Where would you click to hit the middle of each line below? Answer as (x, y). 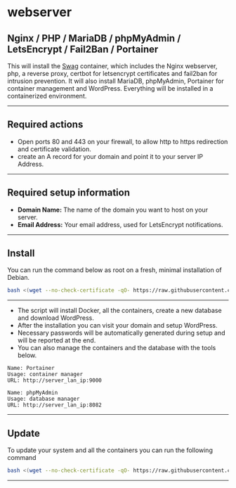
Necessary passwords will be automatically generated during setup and (121, 333)
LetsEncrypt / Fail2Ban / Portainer (83, 49)
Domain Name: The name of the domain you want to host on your (113, 210)
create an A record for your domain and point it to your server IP (110, 156)
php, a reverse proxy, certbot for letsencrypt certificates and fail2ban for (112, 73)
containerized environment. (47, 96)
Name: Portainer (31, 368)
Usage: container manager (45, 374)
